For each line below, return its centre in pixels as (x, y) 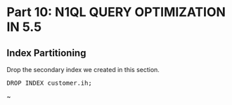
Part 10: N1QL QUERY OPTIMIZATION (116, 12)
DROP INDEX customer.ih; (49, 83)
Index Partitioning (46, 53)
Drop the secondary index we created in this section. (83, 70)
